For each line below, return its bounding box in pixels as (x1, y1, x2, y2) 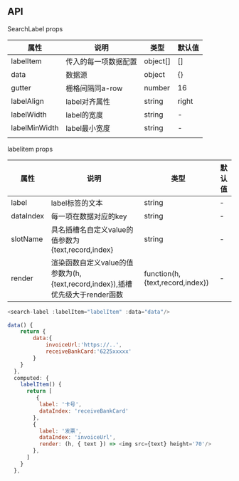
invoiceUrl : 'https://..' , (45, 342, 122, 349)
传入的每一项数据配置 (65, 56, 137, 66)
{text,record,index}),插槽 (51, 279, 133, 289)
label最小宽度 (65, 123, 111, 133)
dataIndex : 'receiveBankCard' (38, 407, 129, 415)
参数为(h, (51, 268, 82, 278)
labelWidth (11, 110, 48, 120)
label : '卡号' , (38, 401, 83, 408)
